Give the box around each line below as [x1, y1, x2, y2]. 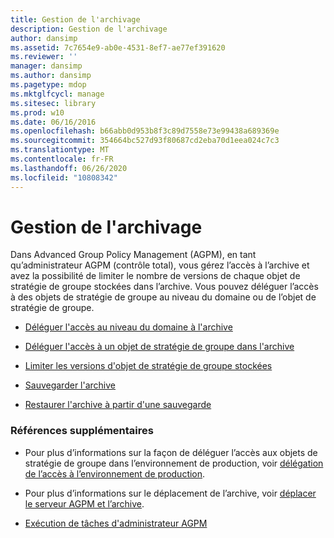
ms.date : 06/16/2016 [10, 117, 97, 127]
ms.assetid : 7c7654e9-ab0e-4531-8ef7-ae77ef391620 [10, 42, 226, 53]
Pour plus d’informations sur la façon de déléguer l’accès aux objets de [24, 446, 318, 458]
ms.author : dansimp [10, 71, 92, 81]
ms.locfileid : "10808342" [10, 172, 118, 183]
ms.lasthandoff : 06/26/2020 [10, 163, 128, 173]
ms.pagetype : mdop [10, 80, 87, 90]
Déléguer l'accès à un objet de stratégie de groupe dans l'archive [24, 341, 295, 353]
